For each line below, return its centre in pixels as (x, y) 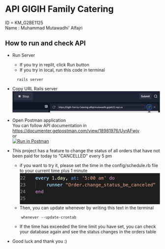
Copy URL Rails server (35, 88)
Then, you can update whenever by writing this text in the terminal (86, 208)
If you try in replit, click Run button (54, 64)
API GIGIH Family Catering (59, 9)
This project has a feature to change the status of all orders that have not (86, 151)
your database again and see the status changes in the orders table (88, 232)
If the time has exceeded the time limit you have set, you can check (88, 226)
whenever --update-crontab (49, 218)
